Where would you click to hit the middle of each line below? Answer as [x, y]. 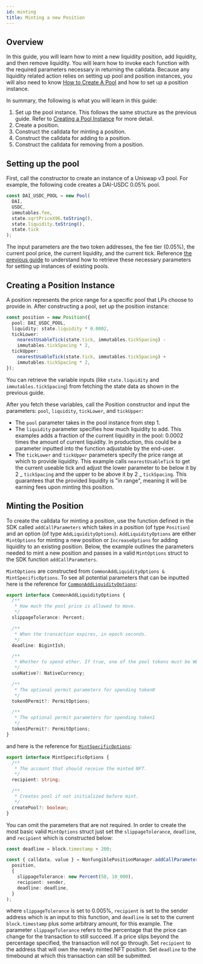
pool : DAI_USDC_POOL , [39, 323]
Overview [25, 42]
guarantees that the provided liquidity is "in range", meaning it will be [101, 480]
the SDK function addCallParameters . [52, 559]
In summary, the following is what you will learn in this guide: [82, 101]
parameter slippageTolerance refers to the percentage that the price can [97, 930]
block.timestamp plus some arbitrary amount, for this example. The [90, 924]
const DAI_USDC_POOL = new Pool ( [48, 196]
